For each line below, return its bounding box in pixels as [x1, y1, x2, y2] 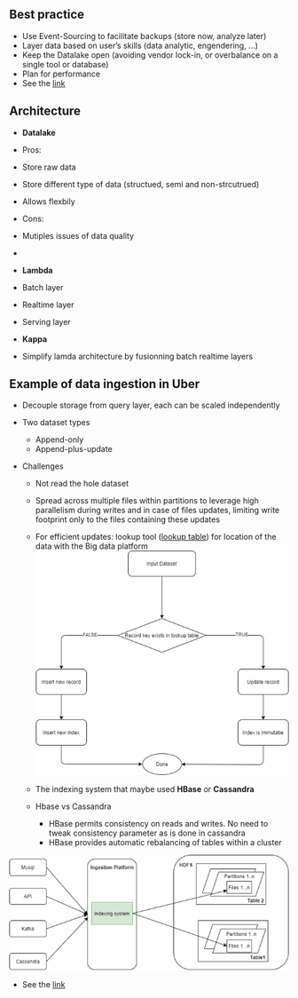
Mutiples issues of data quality [21, 230, 135, 241]
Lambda [21, 265, 53, 275]
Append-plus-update [35, 444, 113, 455]
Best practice [9, 7, 85, 22]
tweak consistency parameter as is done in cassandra [48, 828, 246, 838]
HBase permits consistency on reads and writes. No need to [48, 818, 269, 828]
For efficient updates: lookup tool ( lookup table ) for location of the [35, 532, 277, 543]
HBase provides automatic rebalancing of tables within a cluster [48, 836, 282, 847]
